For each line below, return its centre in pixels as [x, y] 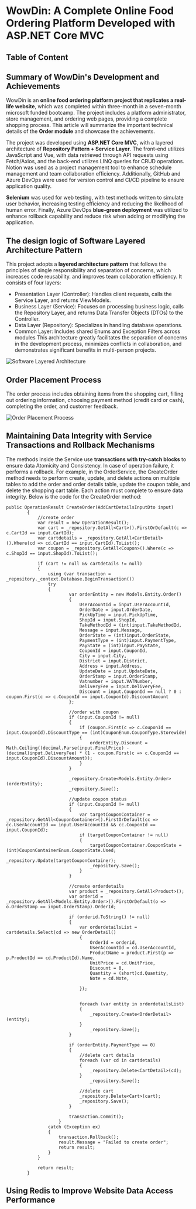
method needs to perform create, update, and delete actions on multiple [93, 478]
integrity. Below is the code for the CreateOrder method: [74, 496]
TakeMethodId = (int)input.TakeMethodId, [130, 625]
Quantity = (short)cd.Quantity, [129, 973]
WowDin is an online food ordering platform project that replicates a [90, 100]
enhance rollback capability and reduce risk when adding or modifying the [96, 216]
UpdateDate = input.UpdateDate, [119, 671]
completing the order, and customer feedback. [62, 406]
